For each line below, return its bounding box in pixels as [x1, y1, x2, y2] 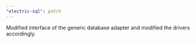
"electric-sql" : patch [6, 8, 61, 14]
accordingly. [6, 30, 36, 37]
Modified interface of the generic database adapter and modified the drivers [6, 24, 190, 31]
